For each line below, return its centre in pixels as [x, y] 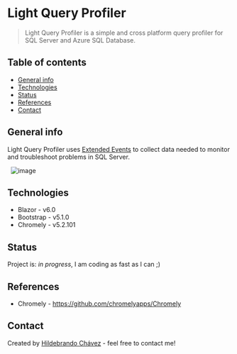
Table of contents [47, 63]
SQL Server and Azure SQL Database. [80, 40]
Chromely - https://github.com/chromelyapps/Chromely [99, 304]
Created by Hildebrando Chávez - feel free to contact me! [92, 343]
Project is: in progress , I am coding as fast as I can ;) [84, 265]
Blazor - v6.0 [37, 210]
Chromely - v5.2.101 [46, 225]
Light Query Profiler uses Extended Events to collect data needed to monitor [119, 149]
